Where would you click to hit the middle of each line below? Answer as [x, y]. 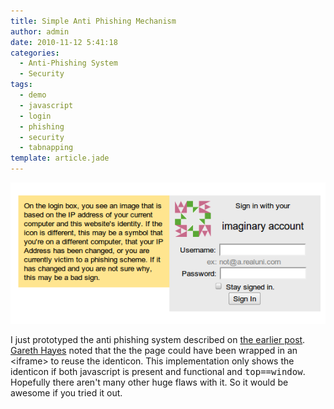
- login [35, 116]
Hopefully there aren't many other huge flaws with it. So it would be [149, 382]
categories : [35, 53]
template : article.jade [60, 158]
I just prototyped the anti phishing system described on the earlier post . [158, 339]
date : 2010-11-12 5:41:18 [64, 42]
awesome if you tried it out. [66, 392]
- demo [33, 95]
